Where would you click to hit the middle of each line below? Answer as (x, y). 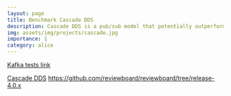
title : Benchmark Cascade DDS (51, 20)
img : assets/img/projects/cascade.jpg (63, 33)
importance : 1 (27, 39)
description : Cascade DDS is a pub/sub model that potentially (100, 26)
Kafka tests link (29, 65)
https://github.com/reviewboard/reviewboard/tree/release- (131, 78)
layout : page (26, 13)
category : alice (30, 45)
